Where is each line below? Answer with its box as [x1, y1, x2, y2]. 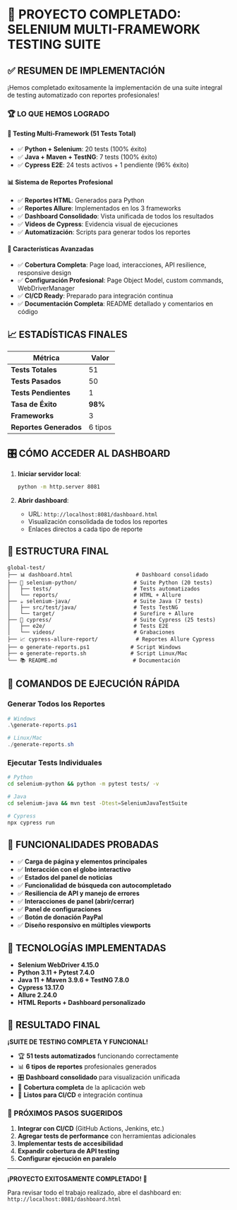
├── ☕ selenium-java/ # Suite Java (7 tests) [7, 598, 203, 605]
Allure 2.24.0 [17, 991, 58, 999]
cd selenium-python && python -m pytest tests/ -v [7, 781, 159, 788]
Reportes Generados [11, 422, 83, 432]
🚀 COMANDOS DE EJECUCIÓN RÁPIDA [7, 678, 180, 690]
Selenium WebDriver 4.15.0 [17, 961, 99, 970]
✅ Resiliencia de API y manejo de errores [17, 889, 140, 897]
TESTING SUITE [7, 37, 101, 52]
